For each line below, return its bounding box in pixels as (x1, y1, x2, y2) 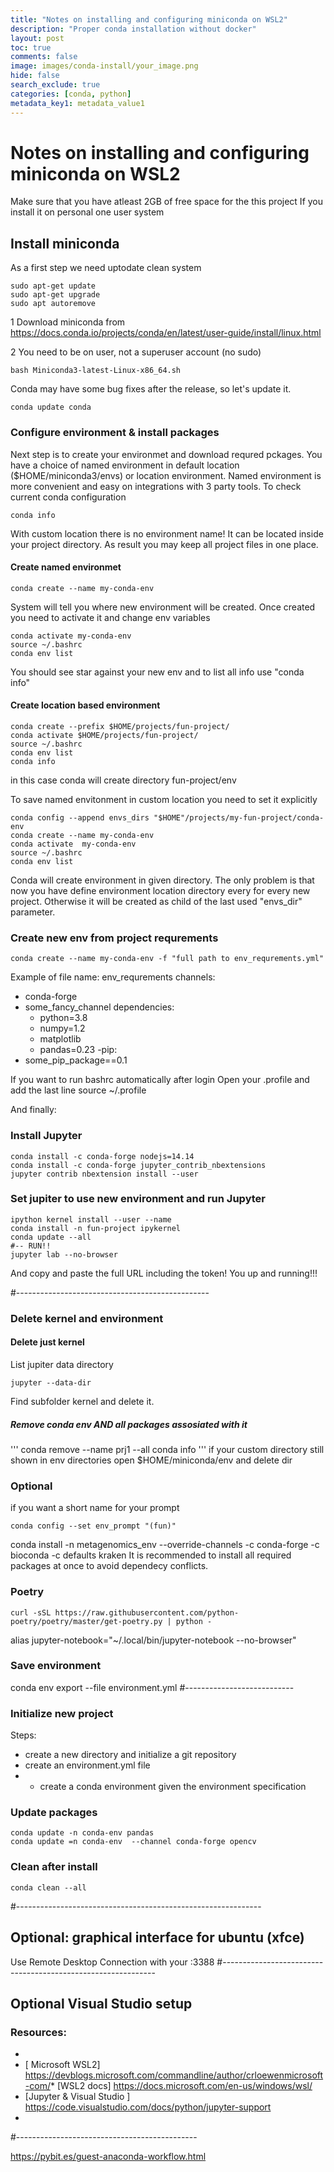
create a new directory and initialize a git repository (24, 1749, 237, 1761)
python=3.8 (39, 1012, 88, 1024)
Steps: (10, 1729, 37, 1741)
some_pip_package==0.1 (24, 1054, 128, 1066)
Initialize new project (10, 1706, 114, 1720)
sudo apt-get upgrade (10, 290, 101, 300)
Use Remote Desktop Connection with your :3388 (10, 1956, 215, 1968)
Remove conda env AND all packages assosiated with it (10, 1418, 248, 1430)
